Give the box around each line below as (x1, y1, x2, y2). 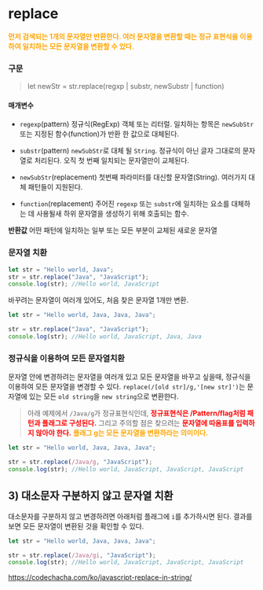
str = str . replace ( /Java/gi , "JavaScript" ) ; (8, 551, 156, 559)
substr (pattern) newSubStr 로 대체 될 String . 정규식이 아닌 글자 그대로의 (19, 146, 241, 156)
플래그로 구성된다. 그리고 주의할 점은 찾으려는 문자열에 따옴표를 (42, 419, 235, 428)
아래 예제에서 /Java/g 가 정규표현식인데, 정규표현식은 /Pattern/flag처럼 (27, 408, 246, 418)
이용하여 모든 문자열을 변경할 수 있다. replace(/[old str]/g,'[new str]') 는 (8, 382, 246, 392)
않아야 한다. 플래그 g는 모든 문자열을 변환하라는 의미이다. (35, 428, 209, 437)
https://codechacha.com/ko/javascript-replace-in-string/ (8, 573, 192, 582)
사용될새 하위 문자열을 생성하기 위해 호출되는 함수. (36, 209, 190, 219)
